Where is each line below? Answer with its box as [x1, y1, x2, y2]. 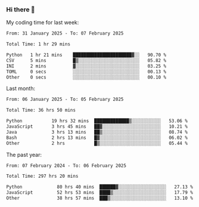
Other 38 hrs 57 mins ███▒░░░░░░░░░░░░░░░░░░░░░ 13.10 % [6, 195, 194, 202]
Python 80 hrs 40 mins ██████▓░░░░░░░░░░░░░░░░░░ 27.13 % [6, 184, 194, 190]
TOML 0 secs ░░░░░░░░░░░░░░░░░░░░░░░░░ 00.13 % [6, 69, 167, 75]
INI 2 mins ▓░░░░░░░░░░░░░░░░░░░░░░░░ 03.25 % [6, 63, 167, 69]
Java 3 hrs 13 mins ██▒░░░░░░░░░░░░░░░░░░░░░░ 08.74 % [6, 129, 188, 135]
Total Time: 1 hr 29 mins [6, 41, 70, 47]
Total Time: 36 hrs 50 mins [6, 107, 76, 113]
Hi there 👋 [6, 5, 36, 14]
